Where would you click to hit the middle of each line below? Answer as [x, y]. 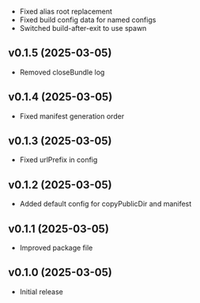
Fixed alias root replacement [66, 11]
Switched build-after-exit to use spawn [83, 28]
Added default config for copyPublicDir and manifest [106, 204]
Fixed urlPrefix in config [58, 160]
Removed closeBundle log [62, 72]
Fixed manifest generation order [72, 116]
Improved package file [56, 248]
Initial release [41, 291]
